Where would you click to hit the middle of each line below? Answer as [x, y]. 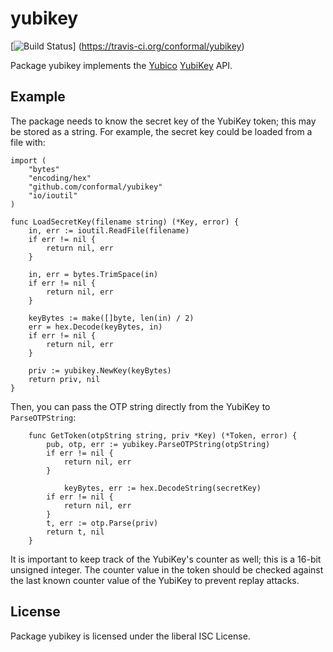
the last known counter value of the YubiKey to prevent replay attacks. [155, 580]
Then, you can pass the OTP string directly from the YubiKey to [140, 406]
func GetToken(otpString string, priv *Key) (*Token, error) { [163, 435]
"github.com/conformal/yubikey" [95, 187]
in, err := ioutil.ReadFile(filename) [109, 230]
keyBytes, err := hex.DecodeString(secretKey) [162, 488]
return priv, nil [64, 379]
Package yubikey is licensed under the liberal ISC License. [130, 636]
